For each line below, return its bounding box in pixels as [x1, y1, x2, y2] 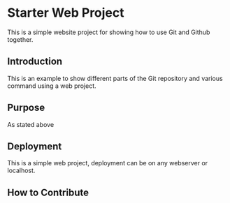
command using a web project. [7, 82, 96, 90]
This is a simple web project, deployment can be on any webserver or [7, 159, 208, 167]
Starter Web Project [7, 5, 124, 21]
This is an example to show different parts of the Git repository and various [7, 74, 223, 82]
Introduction [7, 56, 63, 68]
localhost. [7, 166, 36, 175]
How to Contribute [7, 186, 89, 198]
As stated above [7, 120, 55, 128]
